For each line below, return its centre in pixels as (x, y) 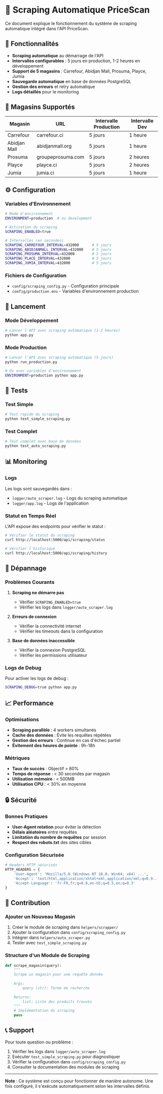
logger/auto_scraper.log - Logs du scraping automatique (70, 498)
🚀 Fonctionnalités (32, 44)
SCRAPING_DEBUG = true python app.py (41, 688)
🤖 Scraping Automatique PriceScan (77, 10)
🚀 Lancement (25, 307)
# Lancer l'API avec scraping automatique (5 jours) (59, 358)
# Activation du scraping (31, 227)
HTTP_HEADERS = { (23, 870)
